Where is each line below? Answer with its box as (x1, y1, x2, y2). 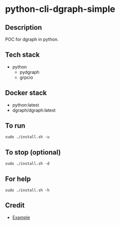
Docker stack (5, 89, 47, 97)
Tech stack (5, 51, 40, 59)
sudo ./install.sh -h (5, 188, 50, 193)
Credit (5, 201, 25, 210)
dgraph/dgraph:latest (12, 107, 56, 113)
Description (5, 23, 42, 32)
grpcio (19, 74, 34, 80)
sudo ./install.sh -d (5, 161, 50, 167)
